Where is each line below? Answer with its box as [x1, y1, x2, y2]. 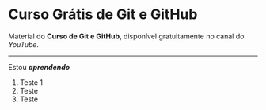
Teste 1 [19, 77, 44, 87]
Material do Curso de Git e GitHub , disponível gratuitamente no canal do [8, 31, 245, 41]
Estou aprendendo [8, 62, 70, 71]
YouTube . [8, 39, 40, 49]
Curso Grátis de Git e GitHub [8, 5, 198, 24]
